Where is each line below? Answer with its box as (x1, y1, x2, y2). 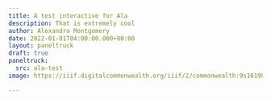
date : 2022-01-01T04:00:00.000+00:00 (8, 34, 135, 43)
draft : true (8, 49, 48, 57)
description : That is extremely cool (8, 19, 135, 27)
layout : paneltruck (8, 42, 74, 50)
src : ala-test (15, 64, 63, 72)
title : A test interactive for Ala (8, 11, 128, 20)
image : (8, 72, 31, 80)
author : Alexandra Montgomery (8, 27, 110, 35)
